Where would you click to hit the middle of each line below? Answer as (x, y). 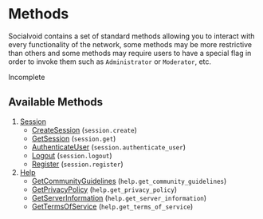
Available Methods (56, 102)
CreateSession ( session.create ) (84, 129)
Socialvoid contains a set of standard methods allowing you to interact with (131, 36)
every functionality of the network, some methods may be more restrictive (130, 44)
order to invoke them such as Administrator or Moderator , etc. (110, 62)
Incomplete (27, 77)
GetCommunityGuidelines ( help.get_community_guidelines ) (129, 181)
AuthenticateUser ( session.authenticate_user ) (108, 147)
